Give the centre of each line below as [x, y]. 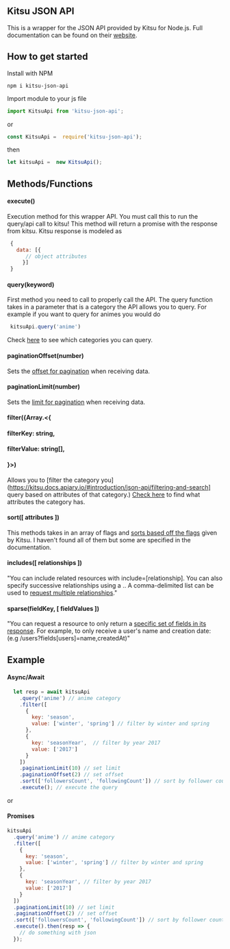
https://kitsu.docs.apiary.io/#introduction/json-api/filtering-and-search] [110, 487]
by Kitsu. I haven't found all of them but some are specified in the [99, 540]
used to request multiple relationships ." [62, 593]
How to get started [48, 57]
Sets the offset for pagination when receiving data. [79, 371]
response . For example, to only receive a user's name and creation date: [109, 631]
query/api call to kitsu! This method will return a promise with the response [112, 224]
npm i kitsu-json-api [38, 86]
